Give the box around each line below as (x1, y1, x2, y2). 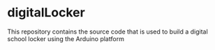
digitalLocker (7, 5, 85, 21)
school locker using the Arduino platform (7, 34, 124, 42)
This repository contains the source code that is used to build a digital (7, 27, 208, 36)
